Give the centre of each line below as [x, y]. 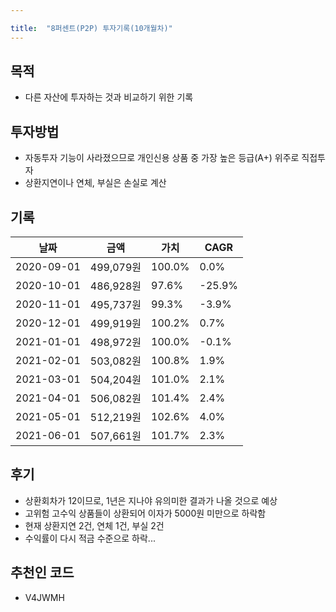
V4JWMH [44, 597]
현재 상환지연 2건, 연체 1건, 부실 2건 [94, 525]
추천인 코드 [42, 572]
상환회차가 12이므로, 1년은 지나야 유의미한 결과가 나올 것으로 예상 [151, 500]
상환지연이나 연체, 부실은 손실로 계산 [95, 183]
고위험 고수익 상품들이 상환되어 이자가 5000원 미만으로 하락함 [145, 513]
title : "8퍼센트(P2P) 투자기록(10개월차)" [91, 28]
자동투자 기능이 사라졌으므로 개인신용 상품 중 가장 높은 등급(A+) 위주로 [162, 158]
